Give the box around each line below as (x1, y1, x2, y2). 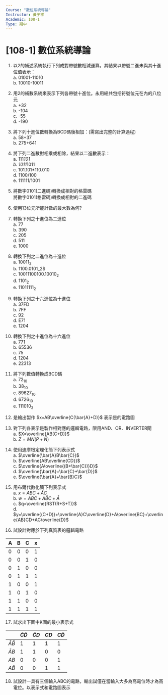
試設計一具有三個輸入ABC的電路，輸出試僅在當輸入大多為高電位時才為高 (13, 678, 163, 684)
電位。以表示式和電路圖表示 (13, 684, 71, 690)
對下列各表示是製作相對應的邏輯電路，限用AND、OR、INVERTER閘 (13, 425, 152, 431)
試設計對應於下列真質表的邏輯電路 (13, 527, 84, 533)
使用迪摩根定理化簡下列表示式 (13, 447, 75, 453)
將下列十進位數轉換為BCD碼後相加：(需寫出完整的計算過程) (13, 129, 136, 135)
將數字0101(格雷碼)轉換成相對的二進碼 (13, 194, 92, 200)
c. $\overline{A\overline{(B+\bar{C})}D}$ (13, 463, 98, 469)
